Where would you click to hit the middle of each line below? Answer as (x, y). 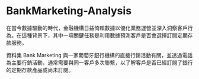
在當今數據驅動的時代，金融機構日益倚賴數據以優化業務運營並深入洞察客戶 (97, 28)
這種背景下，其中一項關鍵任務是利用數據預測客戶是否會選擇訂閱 (99, 35)
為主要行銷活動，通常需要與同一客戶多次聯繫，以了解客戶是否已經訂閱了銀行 (99, 62)
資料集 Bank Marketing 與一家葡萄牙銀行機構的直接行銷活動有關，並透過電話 (99, 55)
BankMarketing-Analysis (69, 11)
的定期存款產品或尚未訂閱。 (40, 70)
